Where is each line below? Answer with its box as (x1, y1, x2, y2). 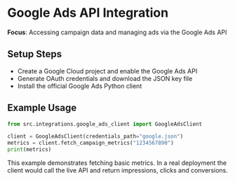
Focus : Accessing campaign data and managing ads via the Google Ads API (7, 28, 227, 36)
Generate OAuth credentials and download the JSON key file (17, 74, 193, 82)
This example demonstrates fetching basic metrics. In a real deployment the (7, 159, 227, 167)
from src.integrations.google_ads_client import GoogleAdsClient (7, 120, 202, 127)
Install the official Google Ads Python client (17, 82, 142, 90)
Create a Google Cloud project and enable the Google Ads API (17, 66, 198, 75)
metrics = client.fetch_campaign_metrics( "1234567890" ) (7, 140, 174, 147)
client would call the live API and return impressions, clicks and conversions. (7, 166, 228, 175)
